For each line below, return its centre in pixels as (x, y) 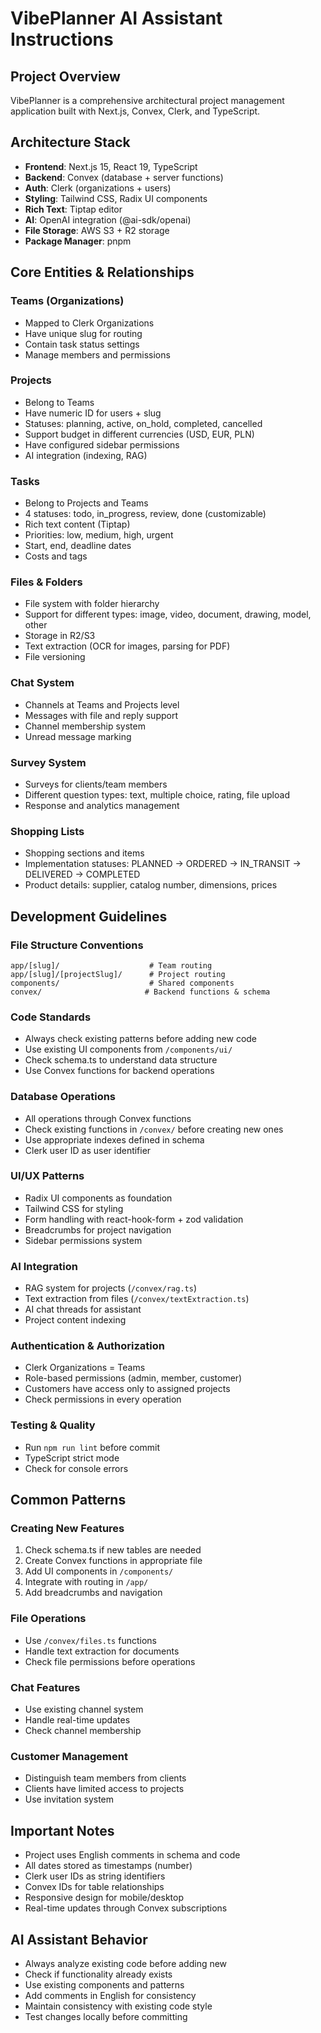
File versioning (55, 657)
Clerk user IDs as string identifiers (95, 1876)
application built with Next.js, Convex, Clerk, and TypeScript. (135, 111)
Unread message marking (78, 736)
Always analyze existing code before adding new (126, 1963)
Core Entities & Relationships (102, 272)
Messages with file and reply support (101, 715)
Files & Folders (46, 582)
